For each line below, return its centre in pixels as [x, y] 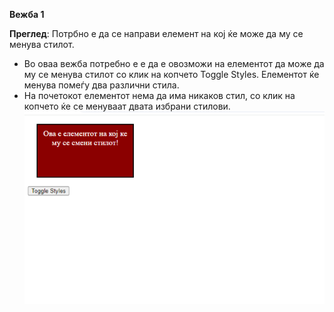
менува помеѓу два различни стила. [101, 85]
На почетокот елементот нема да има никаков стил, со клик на [159, 95]
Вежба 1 [27, 14]
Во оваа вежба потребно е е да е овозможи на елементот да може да [174, 63]
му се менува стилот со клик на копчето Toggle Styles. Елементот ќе [171, 74]
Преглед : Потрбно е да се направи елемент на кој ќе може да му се [156, 33]
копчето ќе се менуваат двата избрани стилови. [127, 106]
